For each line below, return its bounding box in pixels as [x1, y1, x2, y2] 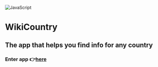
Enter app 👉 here [5, 56, 47, 63]
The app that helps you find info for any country [5, 41, 153, 49]
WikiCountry [5, 22, 58, 33]
